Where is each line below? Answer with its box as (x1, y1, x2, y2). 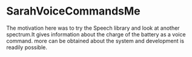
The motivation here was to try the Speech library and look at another (6, 24, 180, 32)
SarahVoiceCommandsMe (6, 4, 141, 18)
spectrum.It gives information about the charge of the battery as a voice (6, 30, 186, 38)
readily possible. (6, 44, 47, 51)
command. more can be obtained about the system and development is (6, 37, 185, 44)
